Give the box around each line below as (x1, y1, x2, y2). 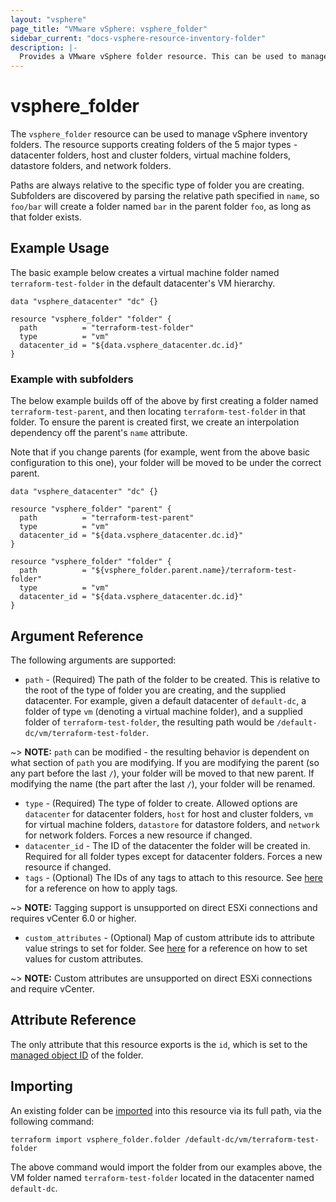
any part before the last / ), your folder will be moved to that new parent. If (10, 767, 315, 779)
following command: (10, 1115, 95, 1127)
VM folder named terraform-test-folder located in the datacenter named (10, 1171, 315, 1183)
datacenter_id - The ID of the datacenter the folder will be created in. (24, 839, 311, 851)
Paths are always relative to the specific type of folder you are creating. (10, 179, 305, 191)
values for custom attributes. (24, 952, 144, 965)
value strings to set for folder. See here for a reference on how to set (24, 942, 308, 954)
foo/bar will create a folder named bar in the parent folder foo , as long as (10, 201, 312, 213)
